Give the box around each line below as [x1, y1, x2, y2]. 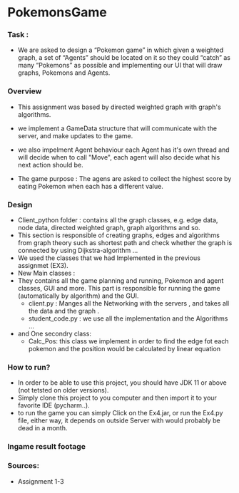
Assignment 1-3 [17, 477, 64, 485]
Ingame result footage [7, 442, 86, 452]
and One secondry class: [17, 329, 91, 338]
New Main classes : [17, 269, 76, 278]
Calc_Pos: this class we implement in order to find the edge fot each [28, 337, 229, 346]
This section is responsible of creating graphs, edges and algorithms [17, 231, 220, 239]
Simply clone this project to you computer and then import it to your [17, 393, 218, 403]
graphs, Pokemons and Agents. [17, 68, 111, 77]
